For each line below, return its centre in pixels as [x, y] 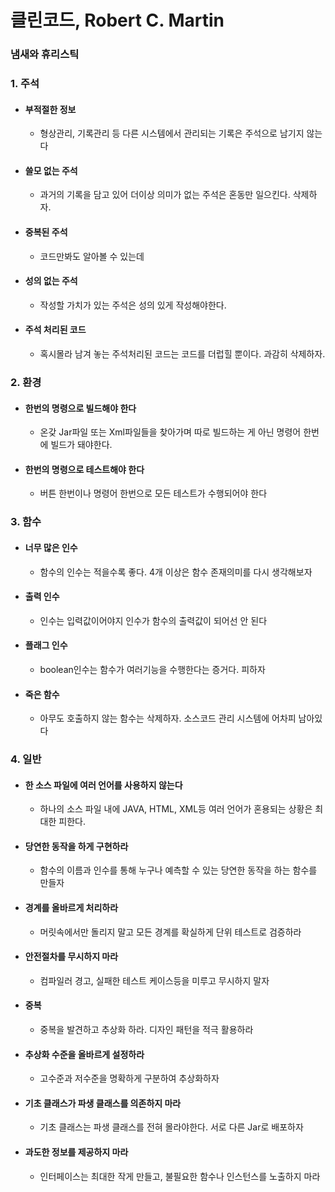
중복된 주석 [46, 232]
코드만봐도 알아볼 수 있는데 [92, 256]
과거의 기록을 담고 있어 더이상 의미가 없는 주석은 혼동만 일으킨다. [165, 195]
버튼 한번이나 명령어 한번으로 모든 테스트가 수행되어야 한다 [153, 493]
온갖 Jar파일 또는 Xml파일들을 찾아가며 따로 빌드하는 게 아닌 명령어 [170, 432]
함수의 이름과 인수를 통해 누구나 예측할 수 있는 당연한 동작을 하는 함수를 [178, 870]
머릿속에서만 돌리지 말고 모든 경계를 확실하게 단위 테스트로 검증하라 [170, 932]
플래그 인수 [46, 645]
